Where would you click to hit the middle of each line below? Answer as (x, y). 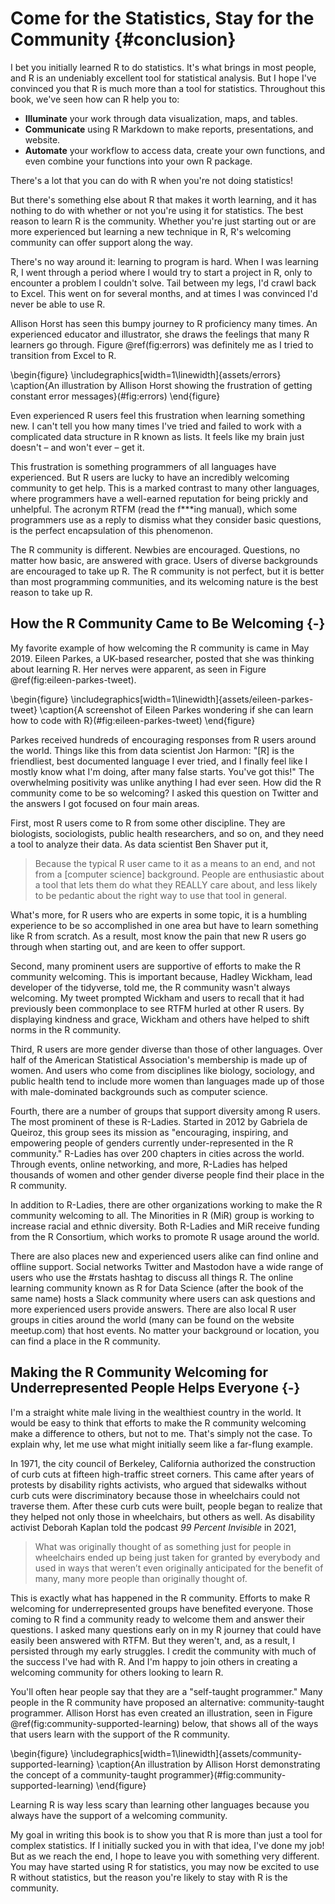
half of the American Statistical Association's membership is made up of (159, 1059)
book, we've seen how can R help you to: (95, 99)
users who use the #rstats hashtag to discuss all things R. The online (152, 1277)
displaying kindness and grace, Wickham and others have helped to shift (160, 1019)
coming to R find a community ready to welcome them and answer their (157, 1619)
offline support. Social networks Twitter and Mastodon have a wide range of (167, 1266)
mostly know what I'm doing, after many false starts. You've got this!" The (162, 771)
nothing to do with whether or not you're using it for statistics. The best (157, 210)
